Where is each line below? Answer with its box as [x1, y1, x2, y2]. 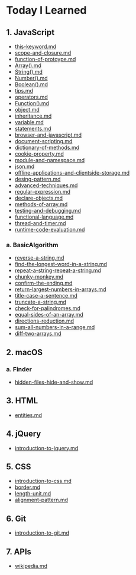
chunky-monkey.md [14, 273, 64, 280]
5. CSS [6, 462, 31, 472]
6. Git [6, 513, 27, 523]
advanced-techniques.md [14, 182, 78, 189]
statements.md [14, 125, 51, 132]
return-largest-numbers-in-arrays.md [14, 286, 106, 293]
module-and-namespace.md [14, 157, 85, 163]
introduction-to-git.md [14, 529, 70, 536]
